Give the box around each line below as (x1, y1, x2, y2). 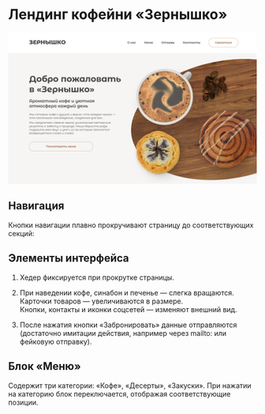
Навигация (8, 199, 65, 213)
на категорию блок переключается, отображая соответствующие (8, 389, 231, 398)
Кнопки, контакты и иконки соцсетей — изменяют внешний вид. (19, 304, 238, 314)
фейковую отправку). (19, 337, 92, 346)
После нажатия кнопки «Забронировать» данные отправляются (19, 320, 237, 329)
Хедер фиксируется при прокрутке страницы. (19, 273, 175, 282)
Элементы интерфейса (8, 251, 129, 265)
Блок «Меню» (8, 359, 81, 373)
